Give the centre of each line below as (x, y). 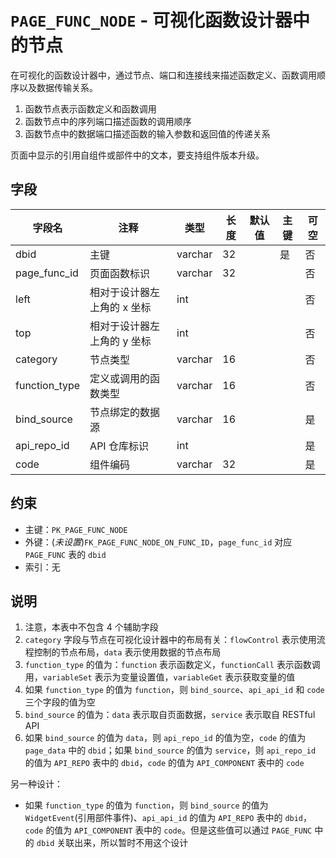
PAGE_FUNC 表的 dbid (65, 554)
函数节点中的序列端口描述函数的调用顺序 (108, 121)
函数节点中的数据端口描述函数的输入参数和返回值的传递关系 (147, 133)
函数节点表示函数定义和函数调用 (90, 108)
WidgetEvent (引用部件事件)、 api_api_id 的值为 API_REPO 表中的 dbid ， (168, 818)
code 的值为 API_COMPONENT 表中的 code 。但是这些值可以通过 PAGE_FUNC (168, 830)
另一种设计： (36, 784)
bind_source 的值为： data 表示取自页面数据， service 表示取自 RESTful (170, 715)
